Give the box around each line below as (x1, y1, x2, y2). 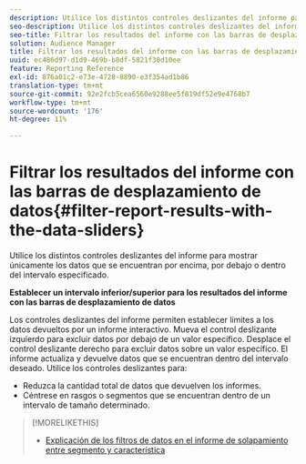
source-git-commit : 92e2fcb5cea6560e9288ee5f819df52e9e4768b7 (9, 89, 250, 98)
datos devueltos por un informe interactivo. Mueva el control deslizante (9, 324, 278, 335)
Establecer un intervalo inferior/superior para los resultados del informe (9, 287, 288, 298)
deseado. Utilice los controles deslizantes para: (9, 363, 188, 374)
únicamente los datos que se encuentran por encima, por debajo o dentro (9, 260, 287, 271)
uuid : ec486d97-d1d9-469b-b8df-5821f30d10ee (9, 55, 181, 65)
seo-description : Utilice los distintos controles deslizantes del (9, 22, 271, 31)
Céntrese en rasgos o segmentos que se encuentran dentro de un (22, 390, 270, 401)
